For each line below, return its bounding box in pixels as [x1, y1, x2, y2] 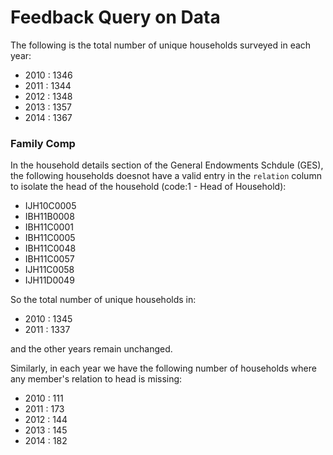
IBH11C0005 [24, 232, 76, 244]
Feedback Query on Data [10, 6, 221, 29]
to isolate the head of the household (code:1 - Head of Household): [10, 181, 287, 193]
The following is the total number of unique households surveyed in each [10, 39, 312, 51]
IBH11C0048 [24, 242, 77, 255]
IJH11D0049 [24, 274, 75, 286]
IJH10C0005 [24, 200, 77, 212]
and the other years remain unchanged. [10, 343, 173, 355]
